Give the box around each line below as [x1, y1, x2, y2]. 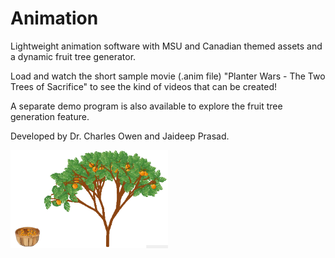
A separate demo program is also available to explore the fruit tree [10, 100, 283, 112]
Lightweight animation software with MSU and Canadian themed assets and [10, 40, 323, 52]
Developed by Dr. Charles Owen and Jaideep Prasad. [10, 130, 230, 142]
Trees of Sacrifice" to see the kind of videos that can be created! [10, 80, 278, 92]
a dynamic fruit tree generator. [10, 50, 137, 62]
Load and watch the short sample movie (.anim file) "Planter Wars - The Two [10, 70, 326, 82]
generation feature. [10, 110, 90, 122]
